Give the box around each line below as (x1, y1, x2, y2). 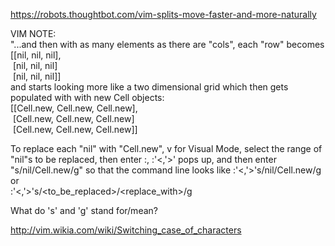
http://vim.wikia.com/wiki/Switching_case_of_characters (10, 224, 242, 236)
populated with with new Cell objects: (10, 92, 165, 103)
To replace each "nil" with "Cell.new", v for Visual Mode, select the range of (10, 143, 323, 154)
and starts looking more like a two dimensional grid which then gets (10, 81, 289, 93)
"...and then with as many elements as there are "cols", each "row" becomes (10, 39, 325, 50)
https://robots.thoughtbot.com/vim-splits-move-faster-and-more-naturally (10, 9, 317, 20)
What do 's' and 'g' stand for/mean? (10, 205, 158, 216)
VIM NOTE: (10, 28, 57, 39)
